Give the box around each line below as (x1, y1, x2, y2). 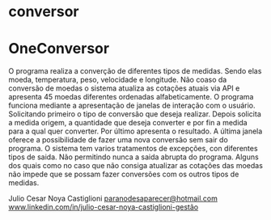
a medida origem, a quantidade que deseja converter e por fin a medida (8, 118, 248, 128)
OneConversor (8, 40, 110, 58)
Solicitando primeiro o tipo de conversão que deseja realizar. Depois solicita (8, 109, 261, 119)
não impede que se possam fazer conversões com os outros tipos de (8, 169, 239, 180)
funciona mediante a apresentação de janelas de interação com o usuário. (8, 100, 256, 111)
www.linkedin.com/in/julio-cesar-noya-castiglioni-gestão (8, 202, 199, 212)
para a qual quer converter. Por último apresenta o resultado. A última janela (8, 126, 263, 136)
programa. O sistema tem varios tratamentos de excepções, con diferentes (8, 144, 258, 154)
